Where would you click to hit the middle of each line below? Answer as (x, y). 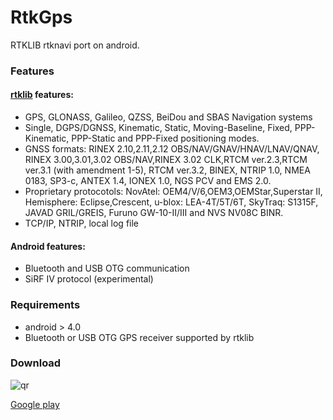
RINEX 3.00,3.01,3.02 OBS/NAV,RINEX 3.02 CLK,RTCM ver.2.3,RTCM (166, 160)
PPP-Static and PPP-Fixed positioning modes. (165, 138)
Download (36, 363)
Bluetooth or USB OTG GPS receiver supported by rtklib (139, 337)
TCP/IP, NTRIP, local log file (82, 223)
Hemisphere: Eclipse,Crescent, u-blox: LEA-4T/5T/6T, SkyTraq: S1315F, (171, 202)
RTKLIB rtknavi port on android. (75, 45)
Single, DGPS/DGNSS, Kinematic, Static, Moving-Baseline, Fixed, (158, 128)
